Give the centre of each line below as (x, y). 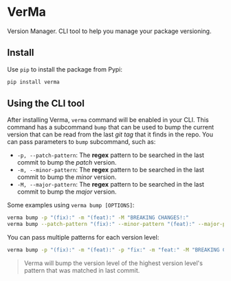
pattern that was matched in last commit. (82, 271)
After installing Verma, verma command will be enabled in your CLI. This (108, 120)
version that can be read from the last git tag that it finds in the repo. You (110, 134)
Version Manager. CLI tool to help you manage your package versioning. (109, 31)
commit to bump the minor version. (67, 177)
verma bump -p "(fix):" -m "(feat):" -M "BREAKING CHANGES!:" (98, 218)
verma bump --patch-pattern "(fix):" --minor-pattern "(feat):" (101, 225)
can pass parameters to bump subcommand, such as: (81, 142)
